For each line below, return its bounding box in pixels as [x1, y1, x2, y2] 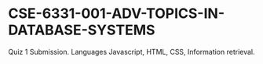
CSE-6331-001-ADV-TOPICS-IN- [8, 5, 225, 23]
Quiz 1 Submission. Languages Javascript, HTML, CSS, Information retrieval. [8, 47, 255, 56]
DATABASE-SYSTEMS [8, 21, 155, 39]
